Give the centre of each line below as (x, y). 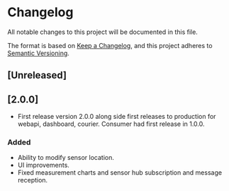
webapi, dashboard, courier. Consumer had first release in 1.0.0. (111, 124)
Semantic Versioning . (38, 53)
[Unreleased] (37, 75)
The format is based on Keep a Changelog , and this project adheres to (110, 45)
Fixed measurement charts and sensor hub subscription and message (119, 173)
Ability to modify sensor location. (66, 158)
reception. (33, 180)
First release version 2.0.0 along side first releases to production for (117, 117)
